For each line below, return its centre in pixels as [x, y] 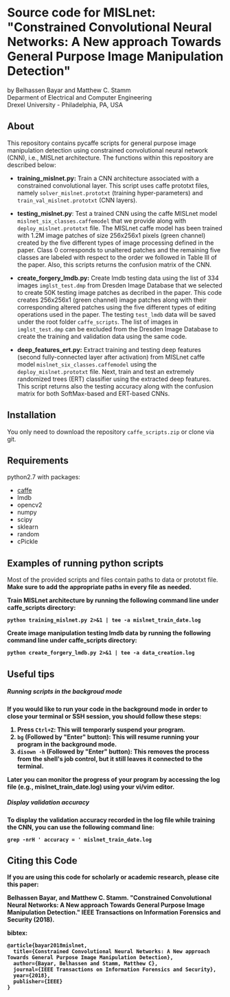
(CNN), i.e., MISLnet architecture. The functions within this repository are [111, 157]
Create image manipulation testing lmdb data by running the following [109, 633]
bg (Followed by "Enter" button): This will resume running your [108, 736]
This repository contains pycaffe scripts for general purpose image [102, 143]
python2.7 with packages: [44, 477]
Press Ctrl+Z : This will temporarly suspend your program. [101, 730]
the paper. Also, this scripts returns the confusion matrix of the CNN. [114, 264]
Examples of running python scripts [85, 563]
